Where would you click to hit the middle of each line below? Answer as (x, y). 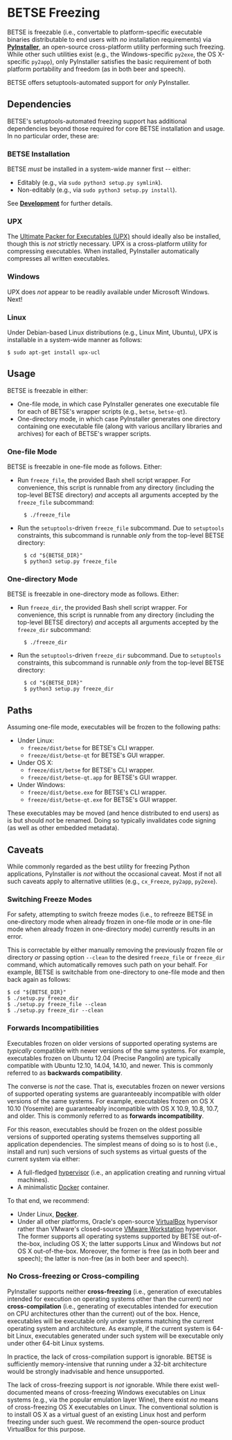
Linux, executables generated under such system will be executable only (120, 1336)
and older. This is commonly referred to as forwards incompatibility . (106, 1116)
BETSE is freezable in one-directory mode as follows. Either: (93, 594)
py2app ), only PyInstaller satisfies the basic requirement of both (122, 61)
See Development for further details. (60, 204)
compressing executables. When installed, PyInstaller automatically (103, 251)
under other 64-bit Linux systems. (56, 1343)
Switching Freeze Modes (50, 899)
